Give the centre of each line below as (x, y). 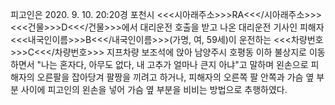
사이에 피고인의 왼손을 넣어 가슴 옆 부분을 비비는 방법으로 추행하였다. (154, 89)
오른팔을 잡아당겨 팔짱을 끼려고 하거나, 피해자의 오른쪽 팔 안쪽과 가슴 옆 (175, 77)
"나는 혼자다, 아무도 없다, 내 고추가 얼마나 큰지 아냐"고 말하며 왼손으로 (172, 64)
